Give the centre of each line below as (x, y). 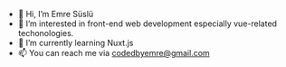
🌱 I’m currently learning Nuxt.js (76, 43)
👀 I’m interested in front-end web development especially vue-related (148, 24)
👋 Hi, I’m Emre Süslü (56, 14)
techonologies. (46, 33)
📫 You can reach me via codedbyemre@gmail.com (114, 53)
